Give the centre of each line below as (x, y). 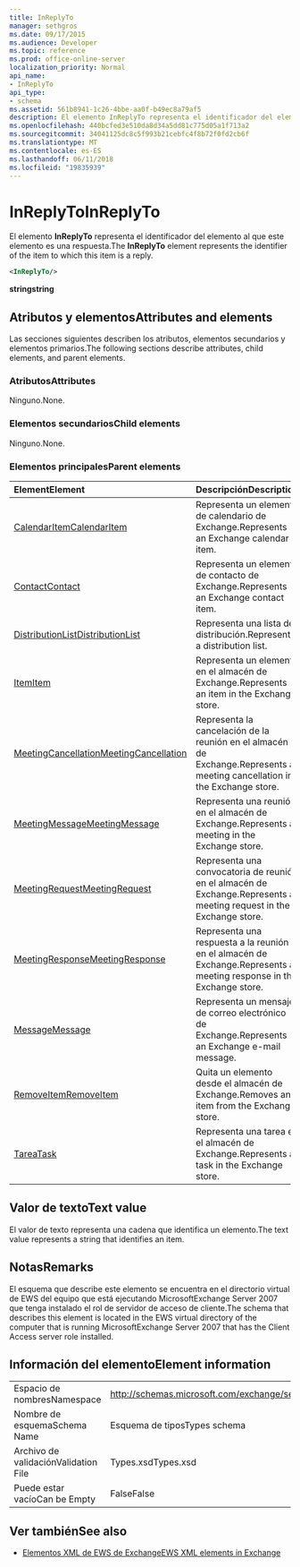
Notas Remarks (51, 1267)
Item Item (32, 682)
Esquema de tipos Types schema (178, 1426)
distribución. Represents (245, 634)
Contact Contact (47, 586)
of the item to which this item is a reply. (81, 255)
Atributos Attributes (53, 381)
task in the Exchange (239, 1165)
